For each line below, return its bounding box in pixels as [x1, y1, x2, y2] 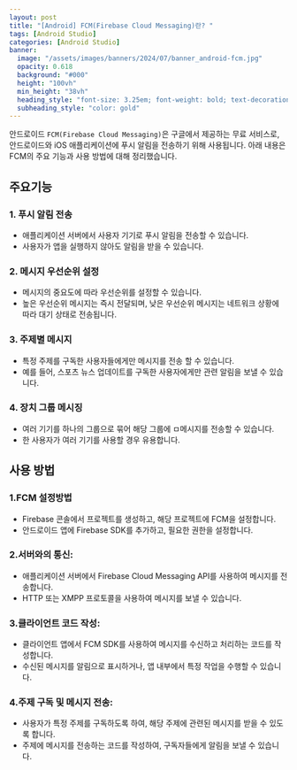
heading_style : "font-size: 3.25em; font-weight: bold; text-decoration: [17, 95, 294, 104]
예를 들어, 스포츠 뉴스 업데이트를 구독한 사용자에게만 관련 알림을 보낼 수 [21, 366, 268, 377]
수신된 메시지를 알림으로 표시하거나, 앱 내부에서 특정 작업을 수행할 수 [21, 661, 258, 672]
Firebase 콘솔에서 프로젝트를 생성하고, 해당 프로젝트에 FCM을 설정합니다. [21, 513, 277, 524]
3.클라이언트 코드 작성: [9, 617, 101, 629]
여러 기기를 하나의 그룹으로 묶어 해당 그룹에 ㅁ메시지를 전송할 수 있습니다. [21, 423, 275, 434]
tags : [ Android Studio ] [9, 29, 97, 38]
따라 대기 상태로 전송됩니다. [21, 309, 118, 320]
